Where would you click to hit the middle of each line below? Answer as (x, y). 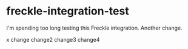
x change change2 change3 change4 (53, 39)
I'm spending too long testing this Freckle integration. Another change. (94, 28)
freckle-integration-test (68, 11)
